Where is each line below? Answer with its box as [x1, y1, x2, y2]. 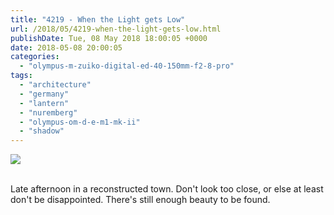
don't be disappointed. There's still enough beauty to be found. [10, 194, 271, 206]
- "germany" [19, 89, 70, 99]
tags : [10, 71, 33, 81]
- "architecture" [19, 80, 92, 90]
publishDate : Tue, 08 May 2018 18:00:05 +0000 [10, 33, 208, 43]
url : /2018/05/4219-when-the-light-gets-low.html [10, 24, 222, 34]
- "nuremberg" [19, 107, 78, 118]
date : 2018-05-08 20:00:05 [10, 42, 123, 53]
